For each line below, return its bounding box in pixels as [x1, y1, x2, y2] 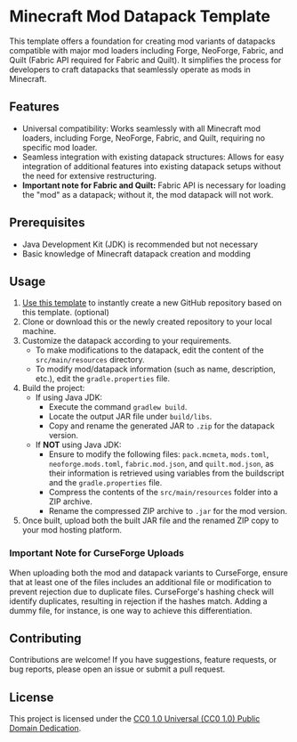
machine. [21, 326, 57, 337]
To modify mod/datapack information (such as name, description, [35, 363, 276, 375]
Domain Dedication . [9, 723, 82, 734]
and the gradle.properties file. [48, 477, 163, 488]
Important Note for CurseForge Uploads [9, 547, 185, 559]
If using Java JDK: [35, 392, 103, 403]
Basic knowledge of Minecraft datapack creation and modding [21, 248, 251, 259]
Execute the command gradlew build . [48, 402, 188, 412]
